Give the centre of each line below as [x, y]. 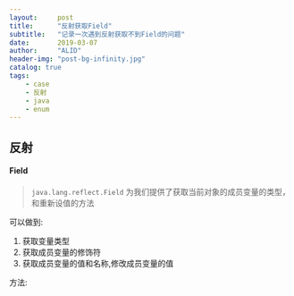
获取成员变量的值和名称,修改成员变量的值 [98, 263]
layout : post [42, 17]
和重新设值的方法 [63, 203]
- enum [38, 109]
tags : [19, 76]
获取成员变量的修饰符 [61, 252]
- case [38, 84]
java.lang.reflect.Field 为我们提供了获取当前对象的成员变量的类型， [160, 191]
